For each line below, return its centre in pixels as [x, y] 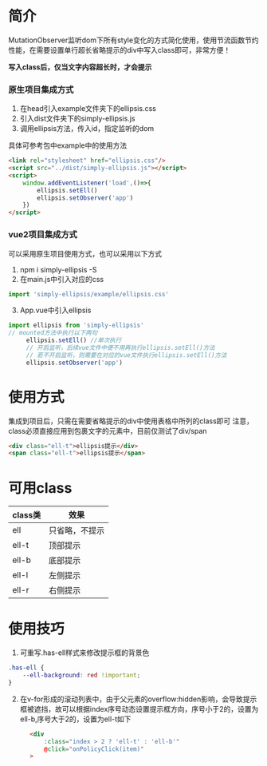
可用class [40, 488]
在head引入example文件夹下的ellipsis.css [88, 109]
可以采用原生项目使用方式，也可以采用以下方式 [85, 253]
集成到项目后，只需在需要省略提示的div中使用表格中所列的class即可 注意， [131, 421]
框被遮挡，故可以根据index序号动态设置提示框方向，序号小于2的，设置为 [139, 708]
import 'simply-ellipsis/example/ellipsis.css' [89, 294]
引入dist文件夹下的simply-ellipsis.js [77, 119]
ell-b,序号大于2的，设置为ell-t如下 [75, 719]
